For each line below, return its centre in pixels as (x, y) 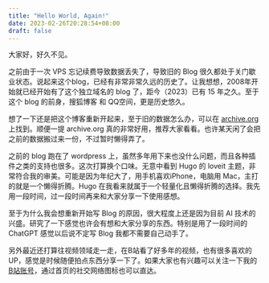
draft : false (30, 31)
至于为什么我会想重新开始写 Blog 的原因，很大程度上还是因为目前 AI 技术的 (132, 213)
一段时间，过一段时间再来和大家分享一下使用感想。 (100, 196)
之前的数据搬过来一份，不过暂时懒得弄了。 (79, 139)
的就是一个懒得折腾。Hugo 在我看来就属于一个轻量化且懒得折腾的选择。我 (131, 187)
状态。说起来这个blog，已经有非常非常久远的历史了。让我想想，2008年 (133, 82)
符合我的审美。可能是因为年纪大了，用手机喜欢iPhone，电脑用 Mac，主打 (137, 176)
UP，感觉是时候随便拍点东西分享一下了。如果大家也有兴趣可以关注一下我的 (133, 260)
